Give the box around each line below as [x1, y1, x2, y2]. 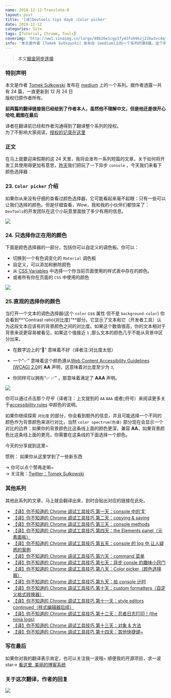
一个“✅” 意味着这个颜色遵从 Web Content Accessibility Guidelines [12, 358, 150, 364]
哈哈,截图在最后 [5, 112, 38, 118]
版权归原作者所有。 [5, 95, 46, 101]
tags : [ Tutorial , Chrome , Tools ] [5, 31, 76, 36]
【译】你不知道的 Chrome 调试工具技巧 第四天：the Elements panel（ [12, 527, 158, 533]
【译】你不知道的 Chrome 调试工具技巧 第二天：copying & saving [12, 515, 150, 521]
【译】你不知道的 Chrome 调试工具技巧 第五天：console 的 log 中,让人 [12, 540, 160, 546]
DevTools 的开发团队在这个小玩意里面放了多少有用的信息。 [5, 208, 126, 214]
